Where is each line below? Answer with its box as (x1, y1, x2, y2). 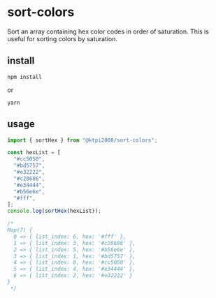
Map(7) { (7, 227, 33, 234)
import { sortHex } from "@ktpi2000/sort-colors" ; (7, 137, 158, 144)
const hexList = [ (7, 149, 61, 156)
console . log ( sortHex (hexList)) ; (7, 207, 101, 215)
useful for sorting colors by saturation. (7, 34, 117, 43)
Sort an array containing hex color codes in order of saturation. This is (7, 27, 210, 36)
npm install (7, 73, 42, 80)
